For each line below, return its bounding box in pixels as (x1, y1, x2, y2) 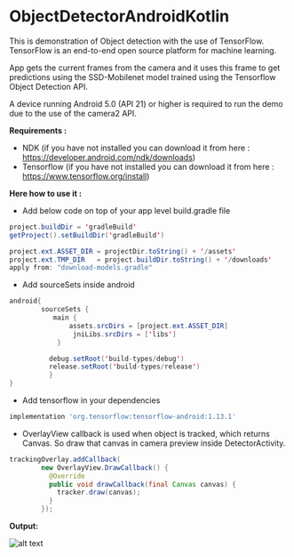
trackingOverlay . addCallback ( (9, 455, 122, 464)
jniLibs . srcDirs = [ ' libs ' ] (72, 329, 177, 339)
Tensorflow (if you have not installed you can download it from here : (21, 161, 274, 172)
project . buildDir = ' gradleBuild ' (9, 222, 138, 231)
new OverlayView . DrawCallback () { (41, 463, 169, 472)
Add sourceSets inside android (21, 279, 135, 290)
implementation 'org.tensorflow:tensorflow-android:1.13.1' (9, 412, 237, 422)
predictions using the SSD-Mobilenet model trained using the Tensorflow (9, 71, 276, 82)
